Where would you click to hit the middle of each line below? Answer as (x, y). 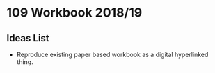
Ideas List (28, 38)
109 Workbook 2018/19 (74, 13)
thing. (25, 62)
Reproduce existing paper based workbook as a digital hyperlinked (112, 54)
